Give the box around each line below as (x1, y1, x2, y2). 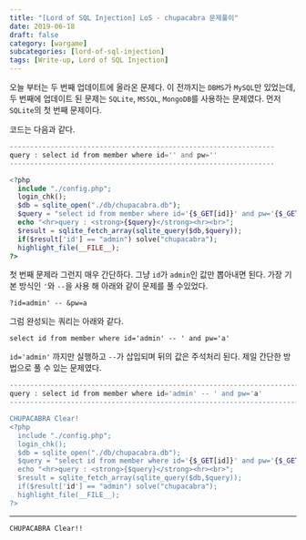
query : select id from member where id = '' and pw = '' (9, 150, 219, 159)
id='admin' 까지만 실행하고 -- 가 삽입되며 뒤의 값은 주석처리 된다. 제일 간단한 (9, 352, 282, 362)
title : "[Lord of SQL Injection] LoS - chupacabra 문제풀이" (9, 13, 239, 23)
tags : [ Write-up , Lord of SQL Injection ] (9, 56, 169, 65)
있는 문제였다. (53, 362, 102, 373)
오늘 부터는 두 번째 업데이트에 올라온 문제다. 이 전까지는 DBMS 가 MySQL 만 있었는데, (9, 82, 296, 92)
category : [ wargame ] (9, 38, 88, 48)
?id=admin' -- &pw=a (9, 299, 88, 308)
